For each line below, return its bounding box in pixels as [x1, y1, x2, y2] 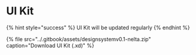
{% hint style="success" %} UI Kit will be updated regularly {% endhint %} [6, 24, 190, 31]
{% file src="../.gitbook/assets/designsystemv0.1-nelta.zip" [6, 35, 151, 42]
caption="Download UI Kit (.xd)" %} [6, 42, 94, 49]
